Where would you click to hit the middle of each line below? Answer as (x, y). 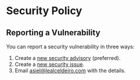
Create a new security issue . (49, 64)
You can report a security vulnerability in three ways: (70, 46)
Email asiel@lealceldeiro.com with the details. (70, 71)
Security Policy (44, 11)
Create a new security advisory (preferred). (68, 58)
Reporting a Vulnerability (53, 33)
